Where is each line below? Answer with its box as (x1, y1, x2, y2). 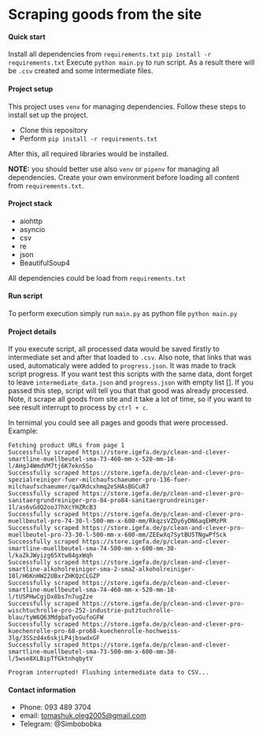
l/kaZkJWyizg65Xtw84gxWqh (8, 552, 93, 560)
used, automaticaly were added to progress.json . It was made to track (8, 361, 236, 370)
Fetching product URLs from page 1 (8, 442, 125, 450)
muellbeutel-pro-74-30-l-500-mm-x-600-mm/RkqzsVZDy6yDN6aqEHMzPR (8, 517, 227, 525)
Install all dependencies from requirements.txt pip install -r (8, 50, 212, 59)
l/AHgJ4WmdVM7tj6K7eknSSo (8, 462, 93, 470)
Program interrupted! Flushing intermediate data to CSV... (8, 668, 210, 677)
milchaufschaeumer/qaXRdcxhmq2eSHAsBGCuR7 (8, 483, 149, 491)
